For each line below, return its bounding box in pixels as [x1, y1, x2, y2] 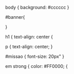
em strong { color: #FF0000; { [5, 63, 68, 69]
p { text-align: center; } [5, 44, 53, 50]
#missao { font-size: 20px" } [5, 53, 64, 59]
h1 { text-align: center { [5, 34, 53, 40]
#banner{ [5, 14, 25, 20]
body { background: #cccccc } [5, 5, 69, 10]
